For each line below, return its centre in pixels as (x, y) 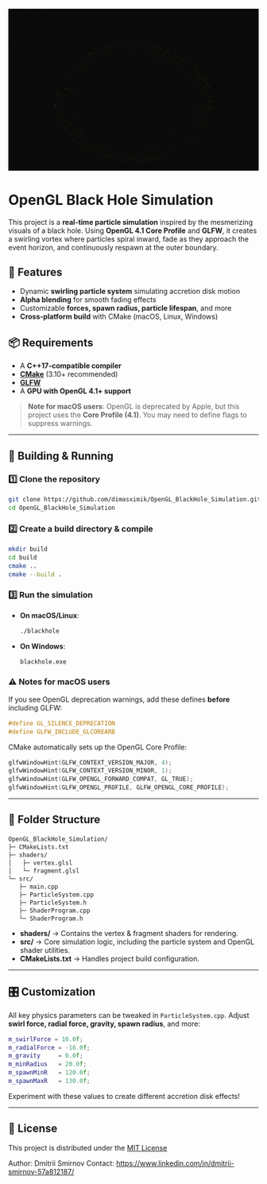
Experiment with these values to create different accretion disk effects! (124, 1096)
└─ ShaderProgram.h (51, 919)
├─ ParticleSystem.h (53, 903)
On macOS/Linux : (49, 615)
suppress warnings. (60, 424)
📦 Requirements (51, 342)
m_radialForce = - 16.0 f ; (49, 1047)
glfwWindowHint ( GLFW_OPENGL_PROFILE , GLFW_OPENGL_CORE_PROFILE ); (118, 787)
